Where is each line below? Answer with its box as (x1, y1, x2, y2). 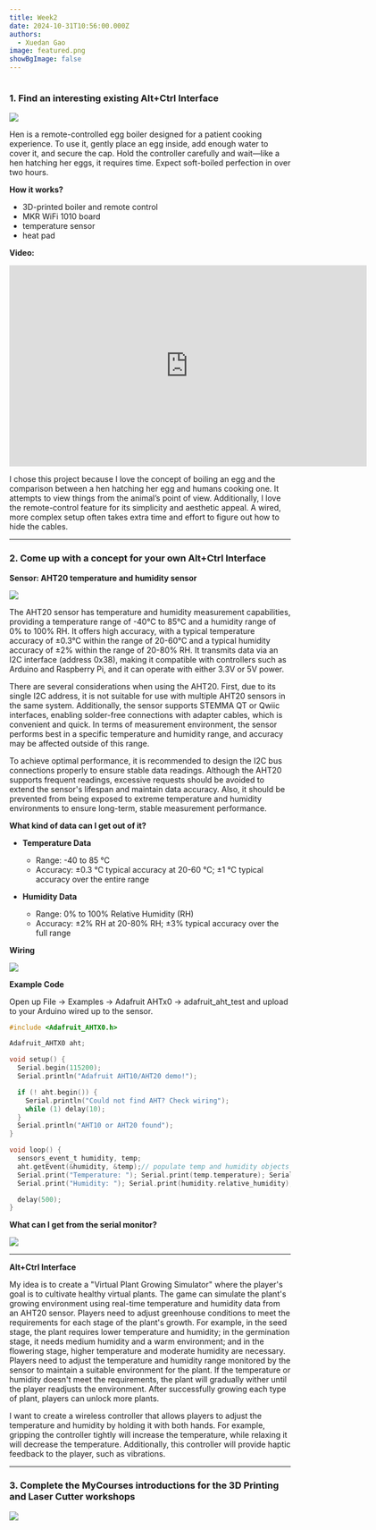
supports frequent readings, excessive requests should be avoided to (9, 774, 265, 785)
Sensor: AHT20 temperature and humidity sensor (9, 572, 197, 583)
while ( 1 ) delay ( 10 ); (25, 1104, 105, 1113)
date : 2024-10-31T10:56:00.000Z (9, 21, 130, 30)
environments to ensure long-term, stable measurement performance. (9, 802, 268, 814)
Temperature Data (21, 837, 92, 848)
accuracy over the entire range (35, 874, 150, 884)
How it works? (9, 184, 64, 195)
